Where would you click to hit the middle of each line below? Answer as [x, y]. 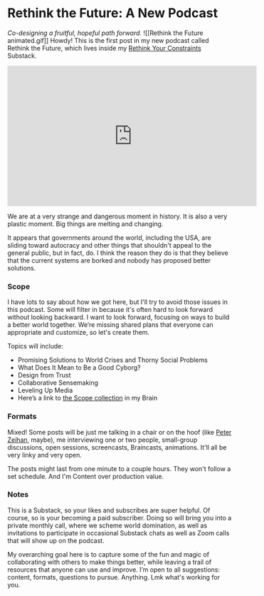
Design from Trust [44, 375]
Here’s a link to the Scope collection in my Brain [88, 398]
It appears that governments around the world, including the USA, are [109, 238]
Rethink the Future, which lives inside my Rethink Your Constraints [104, 48]
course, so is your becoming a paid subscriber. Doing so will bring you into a [120, 517]
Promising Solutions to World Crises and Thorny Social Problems [112, 360]
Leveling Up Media [45, 390]
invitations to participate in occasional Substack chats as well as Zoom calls [118, 532]
